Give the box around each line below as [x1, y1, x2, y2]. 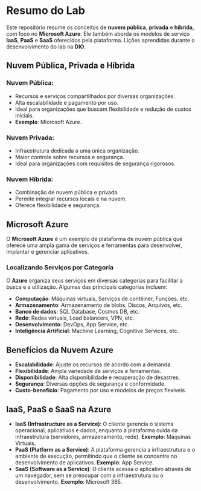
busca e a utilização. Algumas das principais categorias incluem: [6, 283, 167, 291]
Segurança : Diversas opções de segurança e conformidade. [14, 380, 166, 387]
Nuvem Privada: [6, 133, 54, 142]
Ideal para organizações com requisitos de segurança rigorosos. [14, 160, 176, 167]
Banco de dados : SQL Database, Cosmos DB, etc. [14, 308, 140, 315]
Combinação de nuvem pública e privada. [14, 189, 120, 196]
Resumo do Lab [6, 4, 86, 18]
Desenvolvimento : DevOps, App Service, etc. [14, 321, 130, 328]
